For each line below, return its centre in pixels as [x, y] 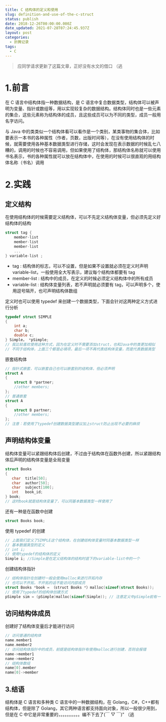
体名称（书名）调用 [25, 163]
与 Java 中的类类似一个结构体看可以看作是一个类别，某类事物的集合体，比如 [83, 131]
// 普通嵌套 [16, 396]
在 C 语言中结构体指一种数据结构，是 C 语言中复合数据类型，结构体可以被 [80, 103]
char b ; [22, 331]
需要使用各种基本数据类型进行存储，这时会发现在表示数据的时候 [83, 144]
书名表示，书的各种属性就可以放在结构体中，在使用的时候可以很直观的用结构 [83, 156]
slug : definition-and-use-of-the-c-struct [49, 14]
